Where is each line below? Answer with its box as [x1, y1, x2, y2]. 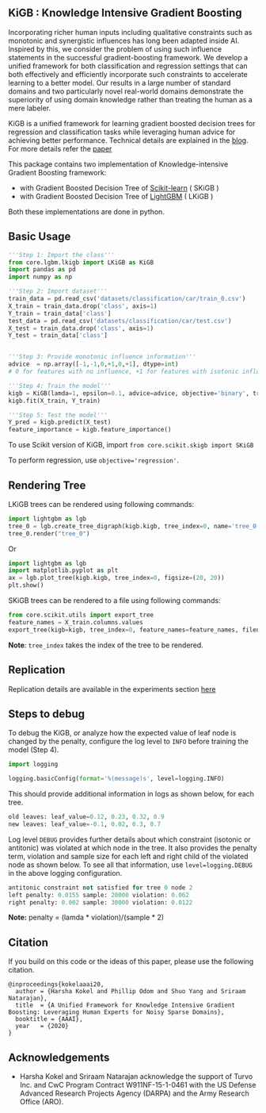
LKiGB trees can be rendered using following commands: [8, 499, 195, 509]
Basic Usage [8, 230, 71, 244]
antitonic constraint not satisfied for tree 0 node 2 [8, 884, 193, 892]
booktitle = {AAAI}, [15, 1015, 83, 1023]
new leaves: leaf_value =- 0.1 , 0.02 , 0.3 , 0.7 [8, 820, 161, 828]
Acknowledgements [8, 1050, 110, 1064]
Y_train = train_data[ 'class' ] [8, 309, 112, 317]
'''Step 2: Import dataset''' [8, 287, 108, 296]
